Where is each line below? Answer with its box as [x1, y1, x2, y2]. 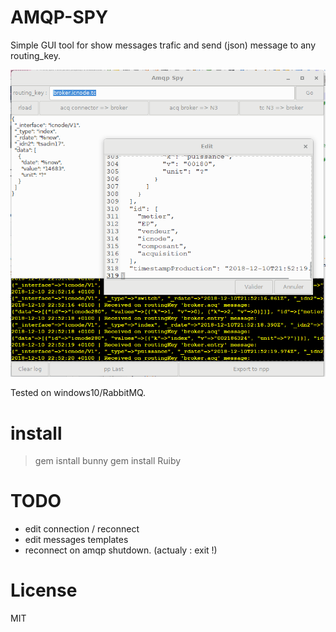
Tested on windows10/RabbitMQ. [10, 387, 147, 399]
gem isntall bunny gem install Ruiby [34, 455, 182, 467]
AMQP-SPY [10, 6, 109, 29]
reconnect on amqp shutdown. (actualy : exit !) [24, 544, 218, 556]
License [10, 579, 78, 602]
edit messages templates [24, 534, 129, 546]
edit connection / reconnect [24, 523, 140, 535]
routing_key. [10, 49, 61, 61]
